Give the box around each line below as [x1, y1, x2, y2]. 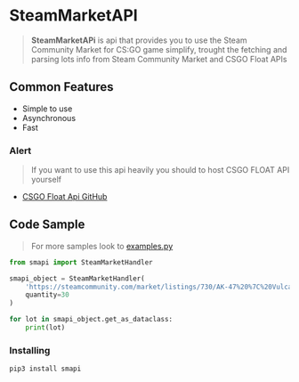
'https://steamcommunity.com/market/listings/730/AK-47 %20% [25, 282, 253, 291]
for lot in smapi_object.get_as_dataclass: [9, 315, 174, 324]
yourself [30, 175, 62, 185]
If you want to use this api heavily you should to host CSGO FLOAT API [30, 165, 290, 175]
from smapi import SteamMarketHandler [9, 257, 153, 267]
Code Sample [9, 217, 85, 232]
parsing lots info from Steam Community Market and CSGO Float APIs [30, 53, 287, 64]
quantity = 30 [25, 290, 69, 299]
